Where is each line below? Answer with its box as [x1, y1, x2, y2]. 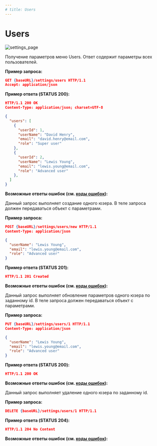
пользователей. [5, 59, 38, 65]
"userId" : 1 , [17, 127, 45, 132]
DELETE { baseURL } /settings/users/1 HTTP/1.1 [5, 408, 97, 414]
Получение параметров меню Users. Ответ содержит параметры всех [5, 54, 152, 60]
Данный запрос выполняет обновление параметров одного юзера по [5, 292, 150, 298]
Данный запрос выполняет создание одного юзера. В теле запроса [5, 201, 146, 206]
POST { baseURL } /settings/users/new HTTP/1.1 [5, 224, 97, 229]
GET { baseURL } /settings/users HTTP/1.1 [5, 78, 86, 83]
